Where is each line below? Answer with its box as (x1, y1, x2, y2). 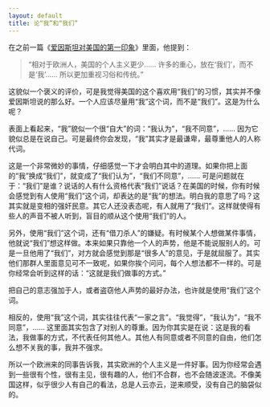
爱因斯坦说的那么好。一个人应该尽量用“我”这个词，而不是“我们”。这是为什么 (8, 96, 260, 106)
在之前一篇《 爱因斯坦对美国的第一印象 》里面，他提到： (8, 42, 191, 52)
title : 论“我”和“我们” (8, 19, 79, 27)
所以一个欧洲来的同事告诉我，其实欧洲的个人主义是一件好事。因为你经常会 (8, 359, 255, 369)
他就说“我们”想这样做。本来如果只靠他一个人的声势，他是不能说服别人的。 (8, 238, 255, 247)
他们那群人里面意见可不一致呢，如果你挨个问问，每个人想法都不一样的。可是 (8, 258, 262, 267)
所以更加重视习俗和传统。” (59, 69, 145, 79)
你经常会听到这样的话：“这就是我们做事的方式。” (8, 268, 166, 278)
